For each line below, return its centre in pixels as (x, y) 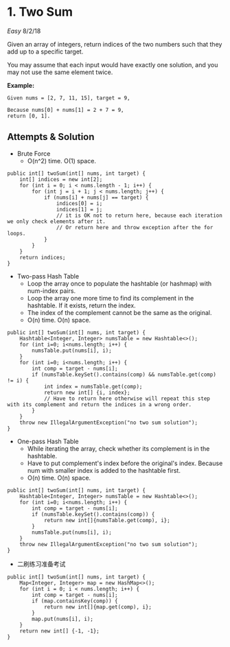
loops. (16, 233)
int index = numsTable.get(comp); (93, 386)
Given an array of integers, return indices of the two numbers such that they (115, 44)
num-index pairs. (51, 291)
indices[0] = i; (79, 203)
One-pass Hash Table (48, 441)
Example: (21, 85)
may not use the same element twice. (60, 72)
